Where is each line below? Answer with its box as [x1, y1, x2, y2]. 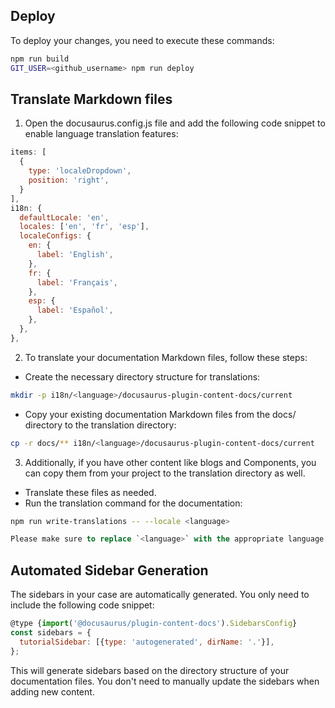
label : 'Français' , [36, 277, 118, 288]
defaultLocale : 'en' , [19, 212, 110, 223]
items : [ [10, 147, 47, 158]
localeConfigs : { [19, 231, 92, 241]
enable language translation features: [24, 128, 179, 140]
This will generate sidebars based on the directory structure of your [10, 664, 290, 676]
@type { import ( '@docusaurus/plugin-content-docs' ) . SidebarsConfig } [10, 619, 298, 629]
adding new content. [10, 685, 95, 698]
